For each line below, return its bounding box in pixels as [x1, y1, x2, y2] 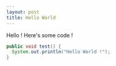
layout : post [6, 9, 40, 15]
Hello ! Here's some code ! [6, 31, 73, 38]
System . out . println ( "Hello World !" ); [12, 49, 111, 55]
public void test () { [6, 43, 62, 50]
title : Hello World [6, 15, 56, 21]
